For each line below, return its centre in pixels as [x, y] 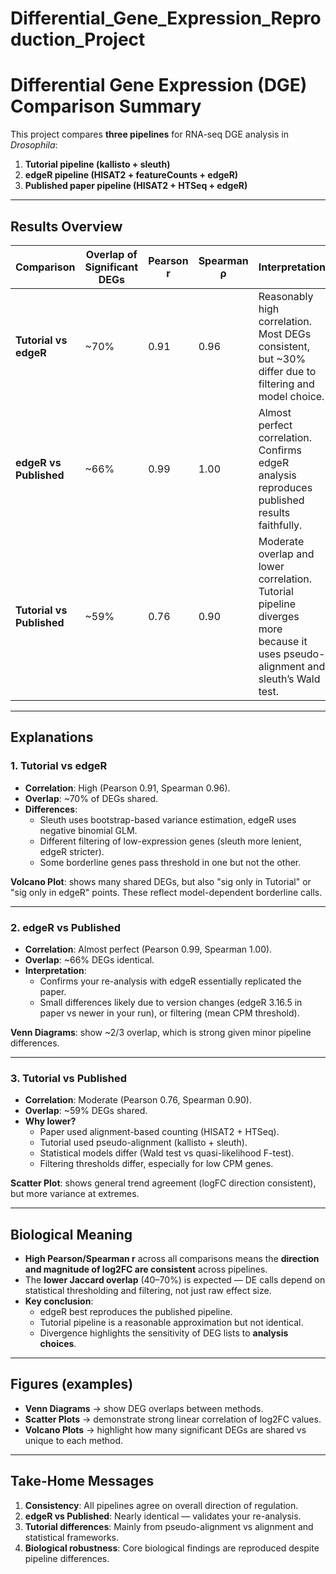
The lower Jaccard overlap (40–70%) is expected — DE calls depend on [175, 1280]
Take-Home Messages [82, 1481]
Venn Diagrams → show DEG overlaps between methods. [144, 1408]
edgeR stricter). [72, 851]
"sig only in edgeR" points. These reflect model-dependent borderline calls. [166, 892]
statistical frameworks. [72, 1537]
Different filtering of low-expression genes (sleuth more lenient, [170, 841]
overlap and [286, 554]
